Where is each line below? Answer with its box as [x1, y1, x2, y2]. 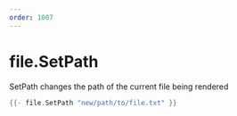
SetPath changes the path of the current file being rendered [9, 81, 229, 92]
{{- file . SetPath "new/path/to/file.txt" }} [9, 98, 177, 107]
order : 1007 [9, 12, 53, 22]
